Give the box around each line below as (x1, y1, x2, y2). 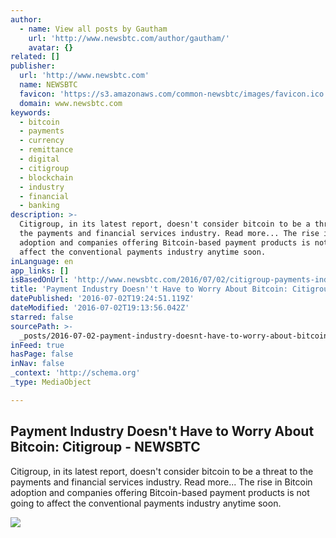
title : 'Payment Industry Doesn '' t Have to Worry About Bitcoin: (10, 284, 288, 295)
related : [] (10, 52, 60, 62)
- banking (19, 201, 60, 211)
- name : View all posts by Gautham (19, 24, 168, 34)
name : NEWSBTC (19, 80, 78, 90)
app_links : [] (10, 266, 70, 276)
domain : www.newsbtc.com (19, 98, 123, 108)
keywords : (10, 107, 52, 118)
